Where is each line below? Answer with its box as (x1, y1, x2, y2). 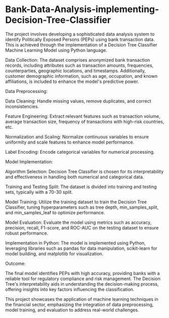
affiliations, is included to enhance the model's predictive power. (5, 78, 139, 84)
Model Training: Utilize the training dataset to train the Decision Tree (5, 199, 147, 205)
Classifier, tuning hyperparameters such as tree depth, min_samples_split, (5, 204, 159, 210)
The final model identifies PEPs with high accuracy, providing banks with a (5, 270, 160, 276)
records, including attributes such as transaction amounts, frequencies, (5, 62, 154, 68)
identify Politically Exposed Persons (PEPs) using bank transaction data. (5, 36, 155, 42)
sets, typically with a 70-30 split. (5, 189, 73, 195)
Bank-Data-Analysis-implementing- (5, 4, 159, 15)
